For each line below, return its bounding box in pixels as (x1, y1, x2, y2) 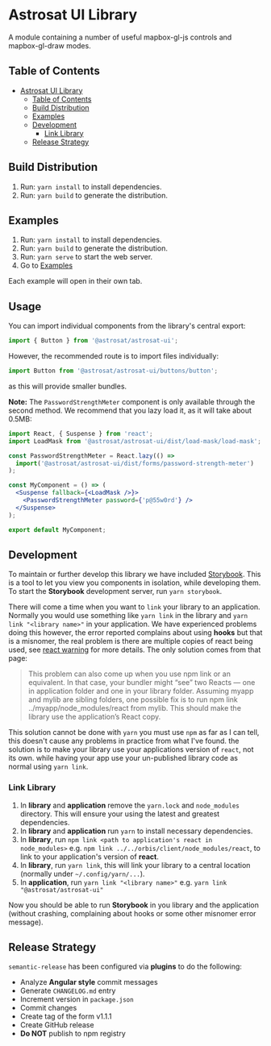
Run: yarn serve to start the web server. (19, 252, 153, 262)
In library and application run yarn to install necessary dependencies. (19, 826, 253, 836)
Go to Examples (19, 260, 73, 271)
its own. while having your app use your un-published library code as (8, 753, 238, 763)
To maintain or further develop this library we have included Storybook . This (8, 570, 261, 579)
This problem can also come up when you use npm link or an (27, 669, 231, 679)
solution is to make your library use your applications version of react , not (8, 745, 254, 754)
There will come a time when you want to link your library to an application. (8, 602, 261, 612)
